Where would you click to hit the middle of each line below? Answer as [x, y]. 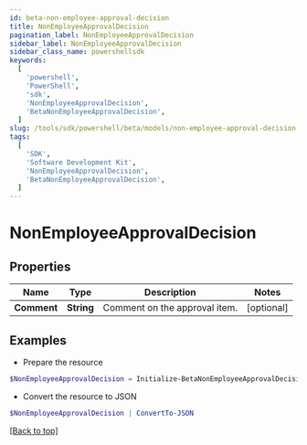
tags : [20, 137]
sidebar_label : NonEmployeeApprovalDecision [95, 43]
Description [170, 292]
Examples [38, 340]
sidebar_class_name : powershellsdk [77, 52]
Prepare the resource [63, 362]
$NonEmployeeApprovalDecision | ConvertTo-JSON [102, 413]
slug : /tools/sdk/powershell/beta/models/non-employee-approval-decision [153, 129]
